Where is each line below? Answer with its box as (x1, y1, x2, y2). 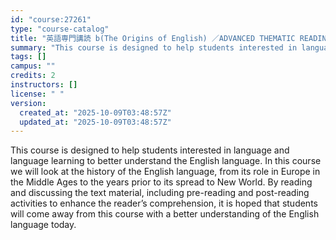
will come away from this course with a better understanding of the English (10, 208, 320, 220)
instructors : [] (10, 80, 78, 90)
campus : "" (10, 61, 56, 71)
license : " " (10, 89, 65, 99)
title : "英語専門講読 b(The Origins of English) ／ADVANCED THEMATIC (10, 33, 296, 43)
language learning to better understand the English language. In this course (10, 155, 322, 167)
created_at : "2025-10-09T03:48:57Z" (19, 107, 172, 118)
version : (10, 98, 47, 108)
